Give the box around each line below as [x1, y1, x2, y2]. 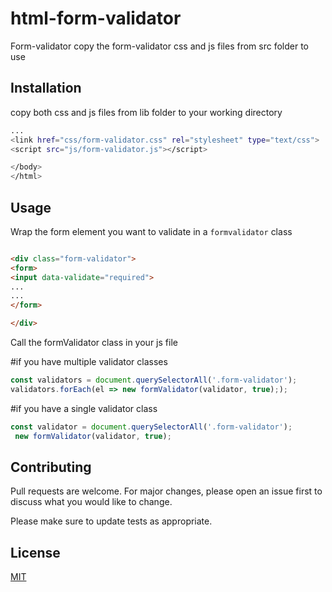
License [10, 544, 61, 561]
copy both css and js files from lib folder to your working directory [10, 106, 283, 118]
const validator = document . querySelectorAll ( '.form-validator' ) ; [10, 422, 293, 432]
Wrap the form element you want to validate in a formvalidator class [10, 225, 293, 237]
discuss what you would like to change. [10, 496, 173, 508]
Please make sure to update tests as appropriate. [10, 515, 213, 527]
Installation [10, 80, 82, 97]
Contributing [10, 458, 92, 476]
